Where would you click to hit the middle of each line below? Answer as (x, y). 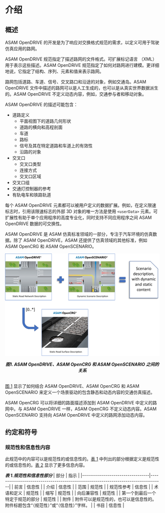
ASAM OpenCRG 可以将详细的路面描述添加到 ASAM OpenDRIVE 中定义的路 (81, 403)
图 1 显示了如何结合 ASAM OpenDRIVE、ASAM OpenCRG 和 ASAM (72, 386)
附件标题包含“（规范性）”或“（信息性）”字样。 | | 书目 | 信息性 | (65, 505)
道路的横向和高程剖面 (41, 127)
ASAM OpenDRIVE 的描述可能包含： (42, 104)
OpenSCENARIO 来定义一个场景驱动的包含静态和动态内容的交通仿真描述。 (80, 392)
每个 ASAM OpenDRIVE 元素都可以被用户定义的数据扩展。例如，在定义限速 (81, 205)
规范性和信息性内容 (28, 447)
